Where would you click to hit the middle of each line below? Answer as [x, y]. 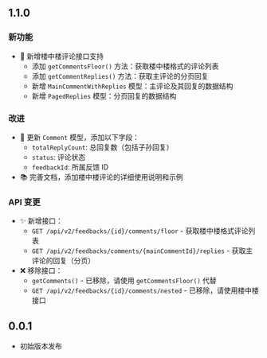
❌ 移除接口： [41, 270]
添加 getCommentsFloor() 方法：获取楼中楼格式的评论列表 [125, 66]
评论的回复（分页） [63, 261]
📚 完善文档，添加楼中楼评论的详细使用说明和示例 [101, 177]
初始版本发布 [41, 346]
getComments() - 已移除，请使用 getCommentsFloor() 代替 [124, 281]
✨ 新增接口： [41, 221]
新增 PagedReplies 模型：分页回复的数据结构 [104, 95]
